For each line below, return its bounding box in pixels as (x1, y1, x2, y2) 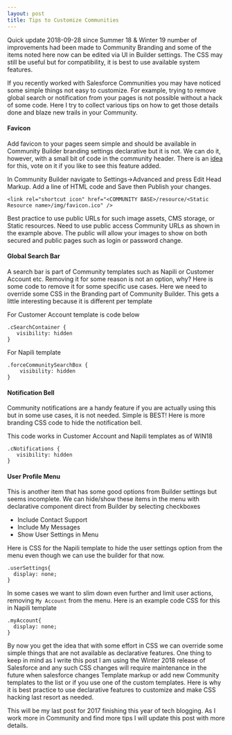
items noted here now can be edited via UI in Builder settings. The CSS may (7, 50, 223, 59)
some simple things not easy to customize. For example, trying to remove (7, 86, 217, 94)
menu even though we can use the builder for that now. (7, 551, 165, 559)
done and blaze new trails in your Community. (7, 108, 139, 117)
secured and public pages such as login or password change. (7, 236, 184, 244)
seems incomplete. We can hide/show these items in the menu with (7, 495, 199, 503)
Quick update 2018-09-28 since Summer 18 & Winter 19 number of (7, 35, 197, 44)
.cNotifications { (7, 446, 60, 453)
